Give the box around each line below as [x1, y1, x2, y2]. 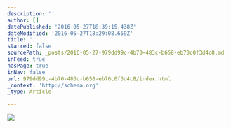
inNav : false [7, 69, 46, 76]
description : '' [7, 10, 55, 17]
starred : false [7, 43, 52, 50]
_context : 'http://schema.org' [7, 82, 99, 89]
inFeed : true [7, 56, 46, 63]
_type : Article [7, 88, 52, 95]
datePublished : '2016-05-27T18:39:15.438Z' [7, 23, 137, 30]
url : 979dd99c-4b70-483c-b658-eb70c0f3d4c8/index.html [7, 75, 171, 83]
